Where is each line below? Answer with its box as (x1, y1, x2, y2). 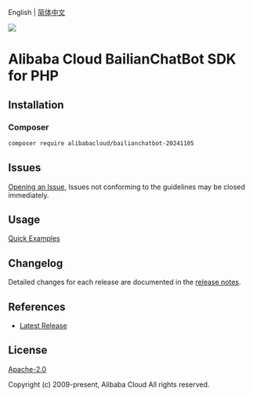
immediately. (8, 190, 49, 199)
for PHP (8, 67, 59, 85)
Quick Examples (8, 234, 60, 243)
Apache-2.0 (8, 364, 47, 373)
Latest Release (19, 321, 68, 330)
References (8, 300, 66, 313)
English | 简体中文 (8, 8, 66, 16)
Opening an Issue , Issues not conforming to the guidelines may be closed (8, 182, 245, 191)
